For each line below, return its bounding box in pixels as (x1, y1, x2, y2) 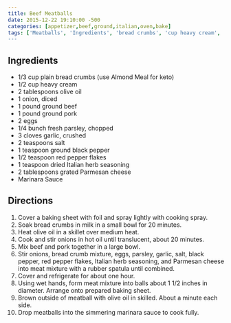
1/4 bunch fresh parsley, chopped (17, 124, 114, 133)
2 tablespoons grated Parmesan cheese (17, 168, 131, 176)
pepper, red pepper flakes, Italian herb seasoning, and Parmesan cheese (17, 257, 225, 265)
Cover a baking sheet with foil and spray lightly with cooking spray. (17, 213, 208, 221)
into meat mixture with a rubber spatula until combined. (17, 264, 175, 272)
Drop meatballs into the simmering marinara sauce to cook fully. (17, 308, 199, 316)
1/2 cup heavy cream (17, 80, 78, 89)
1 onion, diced (17, 95, 58, 103)
